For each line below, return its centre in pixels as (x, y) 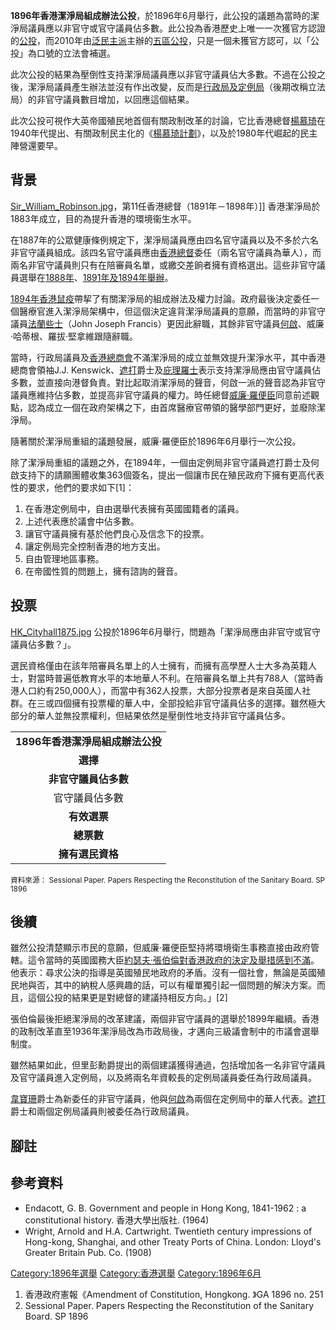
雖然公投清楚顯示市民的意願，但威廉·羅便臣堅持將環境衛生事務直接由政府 (161, 948)
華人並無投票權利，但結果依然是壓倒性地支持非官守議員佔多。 (163, 715)
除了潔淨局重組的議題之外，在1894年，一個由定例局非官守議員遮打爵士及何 (165, 462)
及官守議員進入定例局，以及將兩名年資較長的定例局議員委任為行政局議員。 (163, 1078)
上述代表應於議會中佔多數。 (82, 521)
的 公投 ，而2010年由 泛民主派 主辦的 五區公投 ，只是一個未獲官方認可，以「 (160, 40)
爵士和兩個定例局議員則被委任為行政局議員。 (102, 1111)
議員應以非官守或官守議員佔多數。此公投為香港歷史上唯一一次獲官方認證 (176, 28)
